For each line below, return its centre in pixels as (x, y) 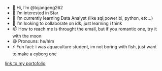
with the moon (27, 36)
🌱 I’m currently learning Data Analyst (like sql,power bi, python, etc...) (82, 18)
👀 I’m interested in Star (35, 13)
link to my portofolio (25, 63)
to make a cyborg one (34, 54)
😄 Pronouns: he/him (33, 41)
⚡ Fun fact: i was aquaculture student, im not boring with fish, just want (84, 47)
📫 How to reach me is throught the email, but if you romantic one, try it (84, 29)
